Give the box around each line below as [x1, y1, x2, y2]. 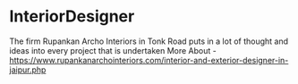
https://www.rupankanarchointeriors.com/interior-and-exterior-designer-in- [9, 55, 289, 65]
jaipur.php [9, 64, 47, 75]
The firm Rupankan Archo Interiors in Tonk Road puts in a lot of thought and [9, 36, 289, 46]
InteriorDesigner [9, 6, 135, 27]
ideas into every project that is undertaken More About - [9, 45, 217, 55]
